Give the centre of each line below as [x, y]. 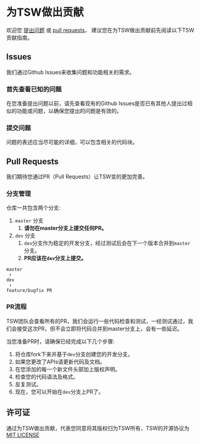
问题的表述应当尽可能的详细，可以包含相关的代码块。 [72, 142]
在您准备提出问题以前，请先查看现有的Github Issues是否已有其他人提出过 [97, 103]
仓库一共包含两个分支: [34, 208]
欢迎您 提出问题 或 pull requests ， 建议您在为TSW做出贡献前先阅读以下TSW [100, 30]
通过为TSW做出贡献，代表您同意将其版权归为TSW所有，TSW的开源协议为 [98, 428]
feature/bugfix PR [29, 291]
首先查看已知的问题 [34, 89]
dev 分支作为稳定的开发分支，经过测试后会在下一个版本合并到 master [107, 243]
